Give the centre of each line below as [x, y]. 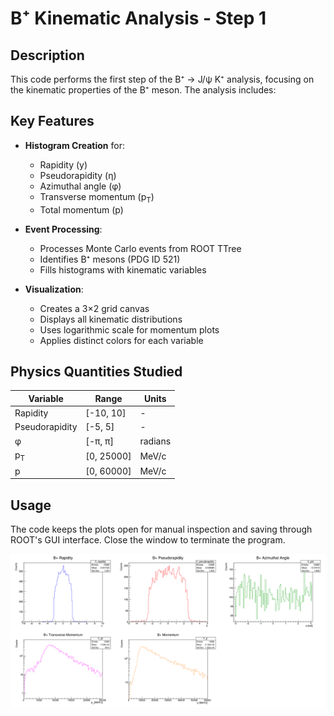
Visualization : [54, 289]
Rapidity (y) [63, 164]
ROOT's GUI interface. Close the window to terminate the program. [148, 540]
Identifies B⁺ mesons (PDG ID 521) [110, 259]
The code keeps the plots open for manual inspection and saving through [161, 529]
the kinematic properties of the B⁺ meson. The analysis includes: [143, 90]
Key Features [52, 121]
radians [155, 441]
